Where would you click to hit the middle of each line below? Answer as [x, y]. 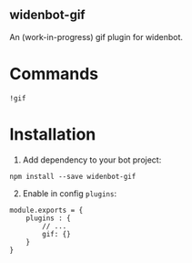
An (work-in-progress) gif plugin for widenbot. [96, 37]
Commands [54, 74]
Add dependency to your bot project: [92, 160]
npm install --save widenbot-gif [73, 176]
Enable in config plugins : [69, 193]
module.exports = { [46, 210]
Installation [53, 134]
